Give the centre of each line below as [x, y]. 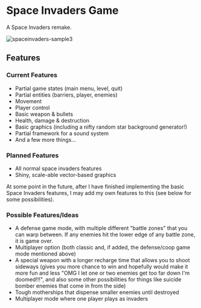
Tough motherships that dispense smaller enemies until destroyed [97, 292]
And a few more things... [46, 140]
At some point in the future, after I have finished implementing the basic [95, 186]
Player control [32, 107]
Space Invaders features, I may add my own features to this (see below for [99, 193]
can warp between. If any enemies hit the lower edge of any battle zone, [105, 235]
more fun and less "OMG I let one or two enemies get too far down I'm [102, 273]
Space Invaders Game [62, 11]
